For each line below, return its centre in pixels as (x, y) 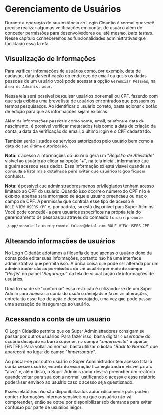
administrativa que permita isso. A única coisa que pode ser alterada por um (82, 263)
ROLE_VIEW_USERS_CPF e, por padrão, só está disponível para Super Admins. (80, 206)
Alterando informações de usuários (60, 241)
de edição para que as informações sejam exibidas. (57, 111)
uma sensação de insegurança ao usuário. (48, 304)
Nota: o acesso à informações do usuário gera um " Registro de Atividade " (80, 155)
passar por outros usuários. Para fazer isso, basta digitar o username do (78, 336)
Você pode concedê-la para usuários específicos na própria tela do (73, 212)
